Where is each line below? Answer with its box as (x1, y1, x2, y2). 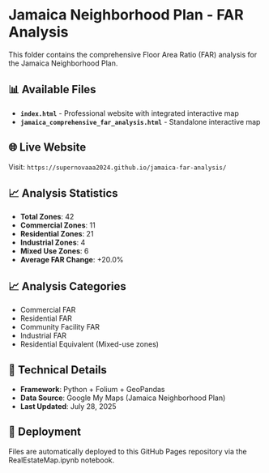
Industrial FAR (19, 330, 67, 341)
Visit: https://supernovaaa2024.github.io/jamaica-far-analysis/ (8, 162, 227, 172)
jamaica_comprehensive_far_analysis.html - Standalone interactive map (19, 117, 261, 126)
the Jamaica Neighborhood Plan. (8, 58, 118, 68)
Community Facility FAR (19, 322, 100, 332)
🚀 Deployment (8, 425, 81, 439)
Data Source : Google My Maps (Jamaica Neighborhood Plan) (19, 393, 226, 403)
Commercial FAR (19, 305, 76, 315)
